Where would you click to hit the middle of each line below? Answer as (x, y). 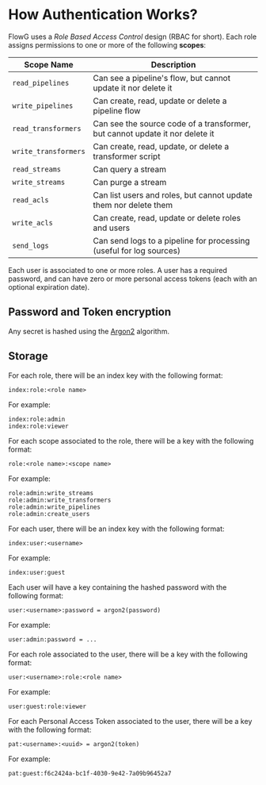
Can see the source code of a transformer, (172, 123)
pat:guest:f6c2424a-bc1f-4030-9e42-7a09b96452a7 (90, 773)
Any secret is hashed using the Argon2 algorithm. (89, 331)
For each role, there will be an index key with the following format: (116, 375)
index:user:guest (37, 572)
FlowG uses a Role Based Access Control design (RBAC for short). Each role (133, 37)
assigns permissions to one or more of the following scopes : (107, 44)
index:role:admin (37, 419)
